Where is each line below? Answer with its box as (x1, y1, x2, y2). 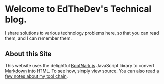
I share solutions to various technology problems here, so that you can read (5, 30, 159, 36)
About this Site (5, 50, 52, 58)
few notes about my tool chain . (5, 73, 68, 79)
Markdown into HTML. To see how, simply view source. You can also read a (5, 68, 159, 74)
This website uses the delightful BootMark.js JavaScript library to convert (5, 62, 155, 68)
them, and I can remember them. (5, 35, 72, 41)
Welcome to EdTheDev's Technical (5, 3, 152, 15)
